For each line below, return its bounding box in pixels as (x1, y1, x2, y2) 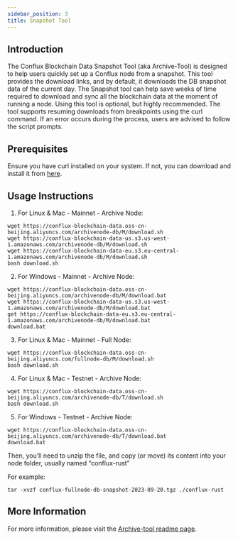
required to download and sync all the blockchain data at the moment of (7, 92, 218, 101)
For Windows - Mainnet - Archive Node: (17, 272, 135, 280)
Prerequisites (7, 143, 68, 155)
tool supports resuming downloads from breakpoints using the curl (7, 107, 203, 116)
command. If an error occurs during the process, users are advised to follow (7, 115, 231, 123)
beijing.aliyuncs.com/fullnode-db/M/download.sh (7, 356, 154, 363)
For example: (7, 473, 46, 481)
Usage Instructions (7, 189, 94, 202)
